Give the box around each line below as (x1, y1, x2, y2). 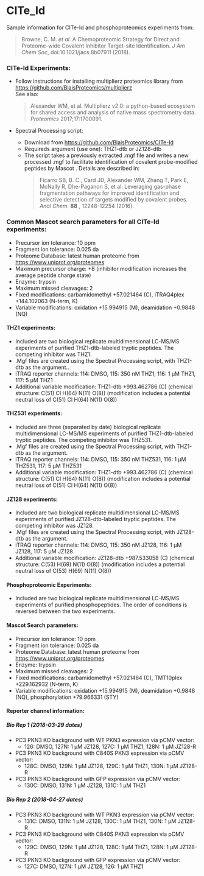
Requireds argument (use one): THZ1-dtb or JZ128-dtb (24, 145, 162, 153)
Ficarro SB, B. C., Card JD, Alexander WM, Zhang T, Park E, (39, 177, 189, 184)
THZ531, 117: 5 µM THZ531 (15, 462, 82, 469)
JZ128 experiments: (6, 496, 58, 503)
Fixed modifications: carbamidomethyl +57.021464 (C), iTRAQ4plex (15, 290, 185, 298)
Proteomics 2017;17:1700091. (30, 115, 103, 122)
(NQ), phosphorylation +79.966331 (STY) (15, 693, 119, 701)
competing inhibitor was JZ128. (15, 522, 94, 530)
